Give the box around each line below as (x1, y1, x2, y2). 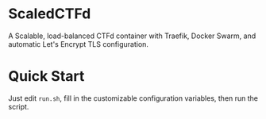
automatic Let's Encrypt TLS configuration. (8, 39, 149, 48)
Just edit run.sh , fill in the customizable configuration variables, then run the (8, 93, 259, 103)
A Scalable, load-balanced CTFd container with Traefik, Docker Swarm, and (8, 31, 256, 40)
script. (8, 102, 29, 111)
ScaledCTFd (8, 5, 91, 23)
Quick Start (8, 67, 85, 86)
